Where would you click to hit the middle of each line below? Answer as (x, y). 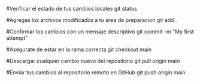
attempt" (17, 38)
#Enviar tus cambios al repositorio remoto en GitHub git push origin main (96, 72)
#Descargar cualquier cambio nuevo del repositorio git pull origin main (93, 61)
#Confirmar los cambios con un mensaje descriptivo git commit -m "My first (100, 31)
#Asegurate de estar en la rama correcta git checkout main (79, 49)
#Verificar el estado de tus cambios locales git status (72, 9)
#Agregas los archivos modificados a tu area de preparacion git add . (92, 20)
